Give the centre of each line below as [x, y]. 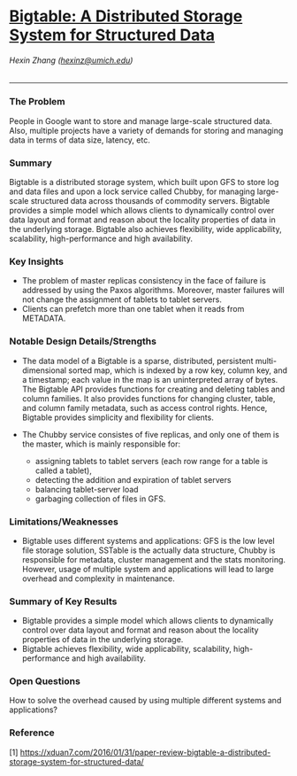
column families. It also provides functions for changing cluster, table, [148, 398]
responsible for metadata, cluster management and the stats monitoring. [153, 559]
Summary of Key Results [63, 601]
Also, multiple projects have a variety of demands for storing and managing [146, 130]
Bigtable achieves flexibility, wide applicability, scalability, [126, 649]
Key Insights [37, 261]
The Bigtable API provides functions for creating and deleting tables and [153, 389]
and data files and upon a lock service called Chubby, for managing [132, 191]
